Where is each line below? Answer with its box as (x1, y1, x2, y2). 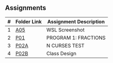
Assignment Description (47, 18, 105, 25)
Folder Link (15, 18, 42, 25)
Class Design (46, 50, 77, 57)
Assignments (5, 4, 47, 12)
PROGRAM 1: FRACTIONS (46, 34, 106, 41)
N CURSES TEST (46, 42, 85, 49)
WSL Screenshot (46, 26, 85, 33)
